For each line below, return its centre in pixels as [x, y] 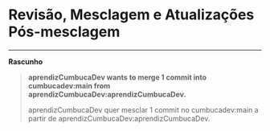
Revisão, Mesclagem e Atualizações [131, 15]
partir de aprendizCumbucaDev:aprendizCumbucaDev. [119, 118]
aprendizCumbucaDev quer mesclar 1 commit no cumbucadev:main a [143, 109]
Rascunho [26, 61]
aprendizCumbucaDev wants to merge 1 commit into [117, 77]
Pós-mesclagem [64, 32]
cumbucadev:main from [69, 85]
